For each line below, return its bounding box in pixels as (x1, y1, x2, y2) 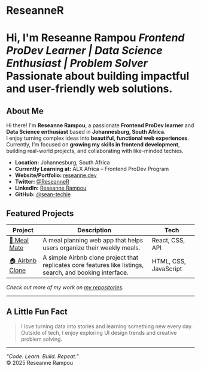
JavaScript (151, 265, 182, 273)
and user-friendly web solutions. (6, 82, 173, 96)
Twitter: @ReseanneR (14, 178, 70, 185)
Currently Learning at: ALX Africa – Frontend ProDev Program (14, 166, 169, 173)
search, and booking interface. (42, 268, 129, 277)
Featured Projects (6, 208, 74, 218)
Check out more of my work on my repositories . (6, 284, 124, 291)
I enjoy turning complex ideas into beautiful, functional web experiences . (6, 134, 190, 142)
